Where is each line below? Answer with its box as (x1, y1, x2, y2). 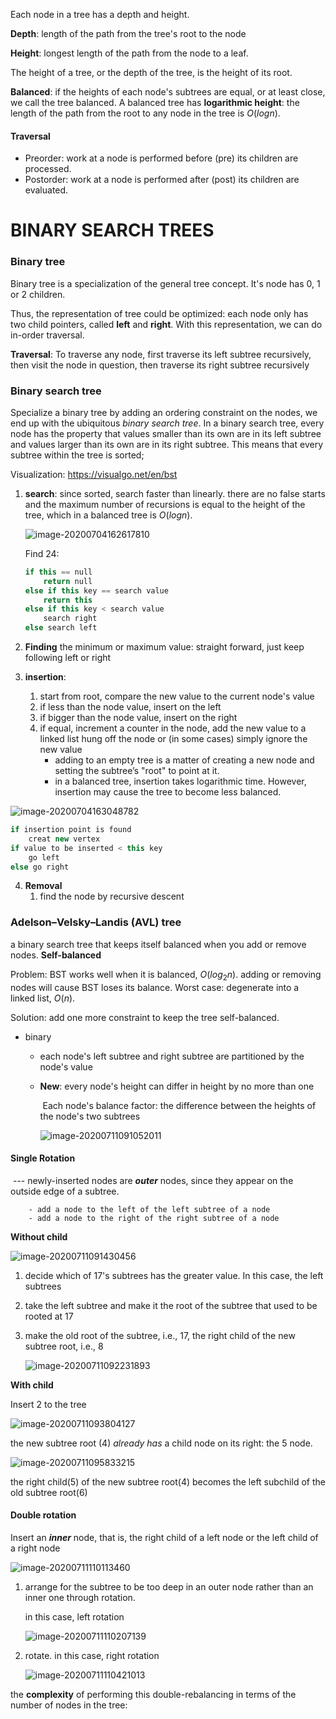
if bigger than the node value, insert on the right (39, 712, 238, 724)
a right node (10, 1542, 61, 1554)
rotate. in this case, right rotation (24, 1649, 160, 1661)
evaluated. (24, 184, 69, 196)
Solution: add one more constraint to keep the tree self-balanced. (10, 1011, 280, 1023)
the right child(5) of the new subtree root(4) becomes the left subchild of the (10, 1475, 326, 1488)
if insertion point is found (10, 825, 132, 835)
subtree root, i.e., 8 (24, 1340, 104, 1352)
